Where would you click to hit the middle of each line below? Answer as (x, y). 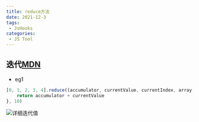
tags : (13, 23)
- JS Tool (21, 39)
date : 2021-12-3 (26, 17)
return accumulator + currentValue (61, 95)
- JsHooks (21, 28)
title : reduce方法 (28, 12)
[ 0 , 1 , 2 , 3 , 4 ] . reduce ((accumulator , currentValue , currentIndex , (91, 90)
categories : (21, 34)
